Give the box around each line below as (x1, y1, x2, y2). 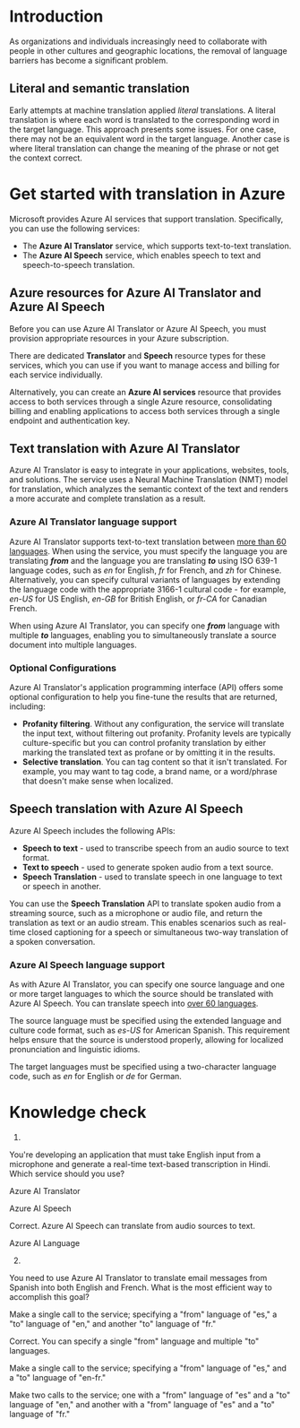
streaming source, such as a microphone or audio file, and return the (9, 907, 262, 918)
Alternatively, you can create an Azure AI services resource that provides (9, 386, 282, 397)
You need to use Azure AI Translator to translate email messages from (9, 1272, 268, 1283)
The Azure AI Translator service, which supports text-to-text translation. (21, 240, 292, 251)
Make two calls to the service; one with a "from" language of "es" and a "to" (9, 1389, 291, 1400)
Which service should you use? (9, 1168, 125, 1179)
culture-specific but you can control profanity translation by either (21, 737, 267, 748)
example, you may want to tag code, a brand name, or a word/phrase (21, 766, 278, 776)
